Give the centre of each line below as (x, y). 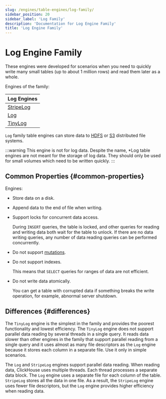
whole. (12, 77)
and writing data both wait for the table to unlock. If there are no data (83, 232)
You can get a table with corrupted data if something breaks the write (83, 290)
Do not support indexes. (37, 262)
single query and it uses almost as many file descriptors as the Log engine (81, 344)
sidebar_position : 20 (28, 14)
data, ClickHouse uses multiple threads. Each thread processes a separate (81, 370)
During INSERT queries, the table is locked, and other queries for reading (86, 227)
